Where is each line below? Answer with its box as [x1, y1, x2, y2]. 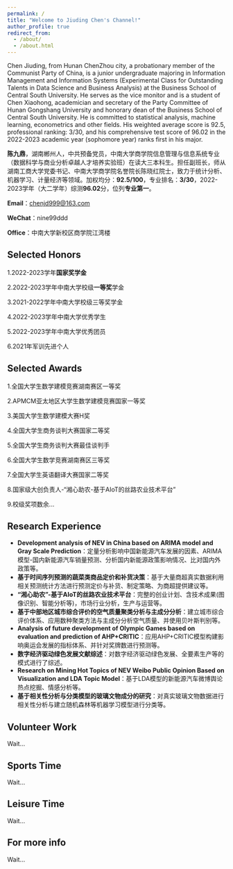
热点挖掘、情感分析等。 [17, 683, 85, 691]
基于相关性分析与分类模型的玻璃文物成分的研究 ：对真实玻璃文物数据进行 [17, 692, 224, 700]
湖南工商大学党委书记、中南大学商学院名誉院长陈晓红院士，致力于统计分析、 [7, 167, 226, 175]
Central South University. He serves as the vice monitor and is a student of [7, 91, 221, 99]
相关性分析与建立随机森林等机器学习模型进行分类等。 [17, 700, 170, 709]
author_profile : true [7, 23, 70, 30]
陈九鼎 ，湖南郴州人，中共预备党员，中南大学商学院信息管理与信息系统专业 [7, 150, 220, 158]
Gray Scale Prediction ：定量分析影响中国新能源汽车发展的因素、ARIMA [17, 547, 223, 555]
